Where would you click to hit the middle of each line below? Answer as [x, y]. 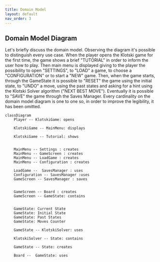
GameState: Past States [38, 217]
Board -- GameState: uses [41, 256]
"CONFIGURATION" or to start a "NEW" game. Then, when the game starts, [80, 76]
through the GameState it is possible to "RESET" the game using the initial [79, 81]
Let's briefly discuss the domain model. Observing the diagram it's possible [80, 50]
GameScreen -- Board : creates [45, 192]
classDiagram [18, 115]
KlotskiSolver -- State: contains [48, 239]
